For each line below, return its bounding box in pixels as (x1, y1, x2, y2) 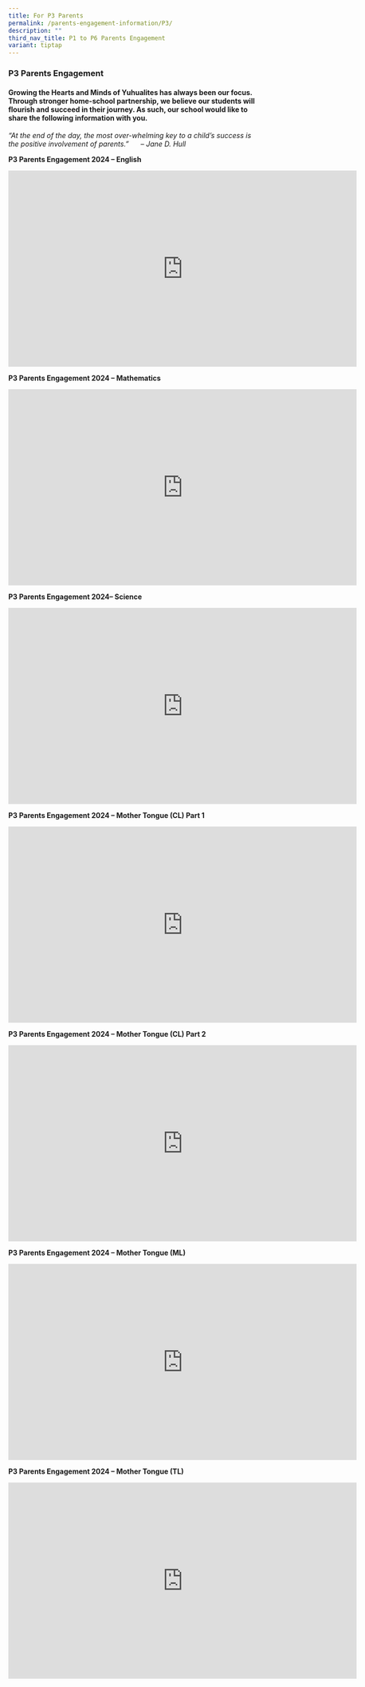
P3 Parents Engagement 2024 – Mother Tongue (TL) (8, 1467, 185, 1476)
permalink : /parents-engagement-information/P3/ (8, 19, 173, 27)
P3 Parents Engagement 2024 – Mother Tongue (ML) (8, 1248, 186, 1258)
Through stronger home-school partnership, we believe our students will (8, 96, 255, 105)
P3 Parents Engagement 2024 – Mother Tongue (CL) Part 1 (8, 811, 205, 820)
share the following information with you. (8, 113, 148, 122)
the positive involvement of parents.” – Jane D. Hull (8, 139, 186, 149)
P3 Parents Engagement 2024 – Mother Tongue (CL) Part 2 (8, 1030, 206, 1039)
